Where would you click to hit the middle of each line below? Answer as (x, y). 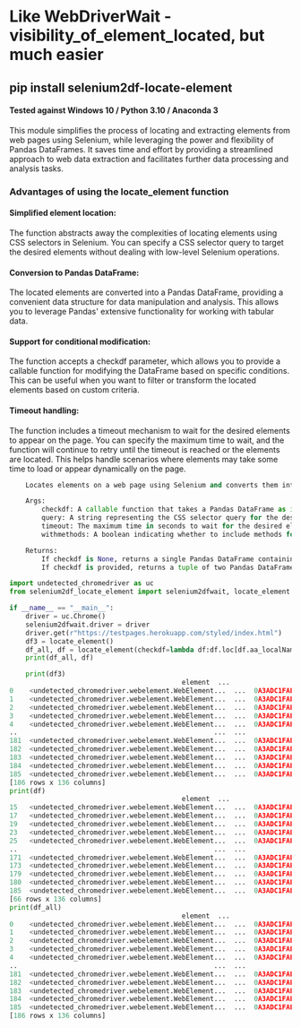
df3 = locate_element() (70, 641)
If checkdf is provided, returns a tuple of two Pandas (148, 567)
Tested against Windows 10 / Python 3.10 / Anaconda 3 (114, 110)
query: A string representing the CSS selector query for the (160, 518)
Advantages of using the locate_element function (119, 192)
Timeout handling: (44, 410)
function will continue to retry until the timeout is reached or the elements (145, 449)
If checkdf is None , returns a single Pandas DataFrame (148, 559)
